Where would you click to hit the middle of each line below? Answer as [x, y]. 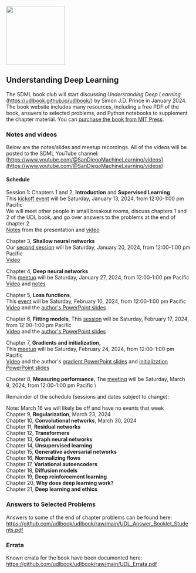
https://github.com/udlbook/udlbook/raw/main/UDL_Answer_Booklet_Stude [97, 523]
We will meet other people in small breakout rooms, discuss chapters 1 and [96, 211]
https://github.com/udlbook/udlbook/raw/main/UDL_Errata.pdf [82, 564]
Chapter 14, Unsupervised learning [49, 446]
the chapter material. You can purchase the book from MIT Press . [85, 119]
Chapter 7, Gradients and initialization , [53, 343]
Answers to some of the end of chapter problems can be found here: [89, 517]
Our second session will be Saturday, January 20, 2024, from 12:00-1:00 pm [98, 247]
